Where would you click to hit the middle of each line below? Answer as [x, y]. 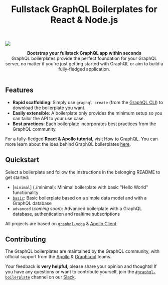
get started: [17, 177]
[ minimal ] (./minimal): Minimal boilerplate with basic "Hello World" [80, 187]
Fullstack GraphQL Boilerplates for [84, 9]
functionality [25, 193]
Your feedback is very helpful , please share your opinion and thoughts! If [81, 266]
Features [19, 90]
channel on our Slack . [53, 277]
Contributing [26, 239]
